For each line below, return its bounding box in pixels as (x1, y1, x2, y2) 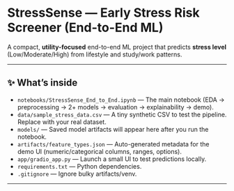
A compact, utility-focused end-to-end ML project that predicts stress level (7, 43, 227, 51)
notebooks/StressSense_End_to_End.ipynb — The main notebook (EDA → (17, 95, 225, 104)
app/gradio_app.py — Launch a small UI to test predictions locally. (17, 155, 207, 163)
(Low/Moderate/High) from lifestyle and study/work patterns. (7, 50, 182, 59)
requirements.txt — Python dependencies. (17, 162, 142, 170)
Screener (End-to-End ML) (7, 20, 164, 36)
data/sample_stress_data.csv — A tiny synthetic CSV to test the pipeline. (17, 110, 227, 119)
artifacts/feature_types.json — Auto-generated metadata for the (17, 139, 210, 148)
